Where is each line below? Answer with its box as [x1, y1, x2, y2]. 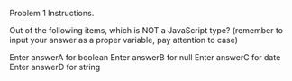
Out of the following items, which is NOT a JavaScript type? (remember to [9, 25, 284, 35]
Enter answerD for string [9, 62, 101, 72]
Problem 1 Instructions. [9, 8, 95, 18]
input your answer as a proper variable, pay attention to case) [9, 35, 239, 45]
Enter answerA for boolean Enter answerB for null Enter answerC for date [9, 52, 281, 62]
